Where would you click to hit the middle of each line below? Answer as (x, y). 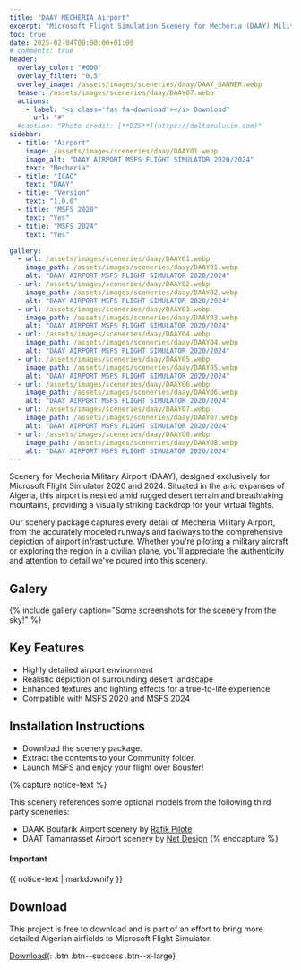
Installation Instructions (77, 726)
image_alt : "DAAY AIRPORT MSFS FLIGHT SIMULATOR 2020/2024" (140, 159)
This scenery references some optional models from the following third (140, 802)
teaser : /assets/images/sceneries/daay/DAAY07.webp (116, 92)
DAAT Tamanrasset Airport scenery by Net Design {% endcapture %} (150, 838)
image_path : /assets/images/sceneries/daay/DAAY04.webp (132, 343)
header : (24, 59)
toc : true (28, 34)
